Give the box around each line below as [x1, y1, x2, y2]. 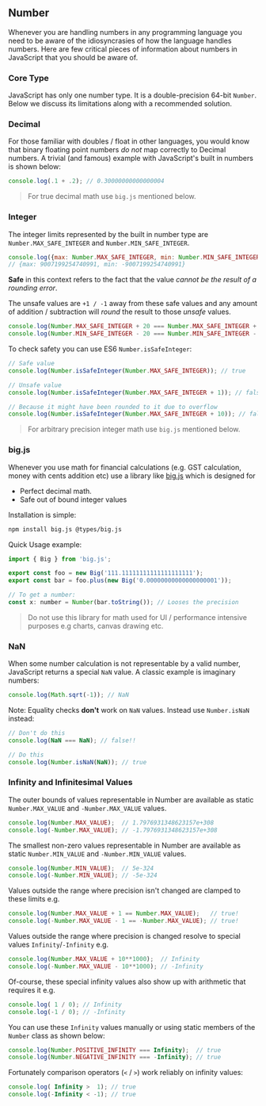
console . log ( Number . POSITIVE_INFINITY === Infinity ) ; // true [8, 1046, 222, 1054]
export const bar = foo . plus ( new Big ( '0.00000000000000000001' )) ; [8, 576, 232, 585]
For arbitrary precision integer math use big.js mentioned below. [27, 424, 241, 434]
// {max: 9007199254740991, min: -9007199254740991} [8, 261, 186, 269]
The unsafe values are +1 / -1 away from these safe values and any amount [8, 299, 258, 308]
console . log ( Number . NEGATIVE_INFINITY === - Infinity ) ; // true [8, 1054, 222, 1062]
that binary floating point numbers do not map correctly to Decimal [8, 145, 226, 155]
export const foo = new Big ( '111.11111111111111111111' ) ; [8, 569, 203, 577]
